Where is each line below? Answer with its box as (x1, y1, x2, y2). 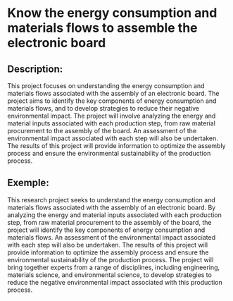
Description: (7, 63, 63, 75)
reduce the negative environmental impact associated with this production (7, 278, 223, 286)
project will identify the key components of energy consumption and (7, 226, 206, 234)
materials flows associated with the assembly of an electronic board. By (7, 203, 216, 211)
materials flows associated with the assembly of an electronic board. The (7, 90, 220, 97)
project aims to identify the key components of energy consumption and (7, 97, 217, 105)
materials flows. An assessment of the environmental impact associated (7, 233, 216, 241)
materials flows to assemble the (7, 20, 198, 36)
